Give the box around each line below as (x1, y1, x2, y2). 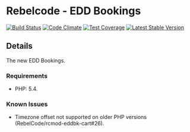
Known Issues (6, 100, 48, 108)
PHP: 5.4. (14, 85, 38, 93)
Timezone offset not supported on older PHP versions (14, 114, 147, 121)
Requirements (6, 71, 48, 80)
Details (6, 41, 33, 51)
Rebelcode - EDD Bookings (6, 4, 141, 18)
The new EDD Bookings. (6, 56, 65, 64)
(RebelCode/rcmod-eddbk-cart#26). (14, 120, 104, 127)
